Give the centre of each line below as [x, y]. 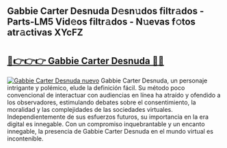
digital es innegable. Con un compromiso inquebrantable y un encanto [106, 124]
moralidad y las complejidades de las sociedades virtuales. [90, 109]
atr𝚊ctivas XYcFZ [45, 32]
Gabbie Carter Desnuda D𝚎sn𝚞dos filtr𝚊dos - [106, 11]
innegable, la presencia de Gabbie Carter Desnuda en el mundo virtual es [110, 131]
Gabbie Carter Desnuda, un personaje [154, 80]
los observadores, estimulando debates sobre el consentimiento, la [102, 102]
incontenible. [25, 138]
